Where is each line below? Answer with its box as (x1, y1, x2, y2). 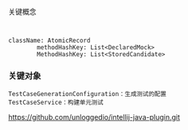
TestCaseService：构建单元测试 (8, 98, 104, 107)
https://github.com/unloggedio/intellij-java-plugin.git (8, 113, 181, 122)
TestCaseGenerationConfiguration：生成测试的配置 (8, 90, 167, 98)
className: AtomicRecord (8, 36, 91, 44)
